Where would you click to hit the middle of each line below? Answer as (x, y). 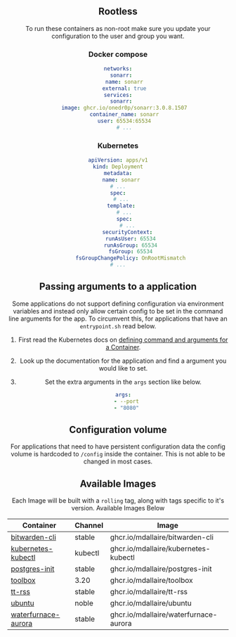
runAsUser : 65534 (130, 238)
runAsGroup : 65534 (131, 245)
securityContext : (127, 232)
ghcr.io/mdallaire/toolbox (151, 581)
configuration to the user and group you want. (118, 36)
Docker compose (118, 54)
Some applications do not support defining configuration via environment (118, 303)
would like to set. (123, 368)
